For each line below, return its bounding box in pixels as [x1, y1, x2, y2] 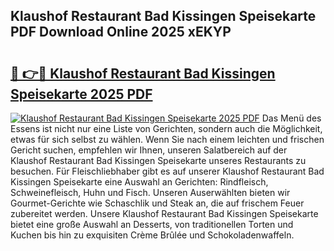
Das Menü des [261, 112, 322, 124]
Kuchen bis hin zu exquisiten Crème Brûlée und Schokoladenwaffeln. [10, 229, 295, 241]
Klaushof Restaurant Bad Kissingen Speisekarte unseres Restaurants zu [10, 155, 307, 166]
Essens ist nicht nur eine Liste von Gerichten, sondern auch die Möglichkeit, [10, 123, 323, 134]
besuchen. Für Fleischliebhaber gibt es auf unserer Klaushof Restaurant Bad [10, 165, 325, 177]
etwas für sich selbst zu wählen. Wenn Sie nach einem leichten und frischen [10, 134, 325, 145]
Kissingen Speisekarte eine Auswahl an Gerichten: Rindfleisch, [10, 176, 269, 188]
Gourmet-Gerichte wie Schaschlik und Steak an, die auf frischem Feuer [10, 197, 305, 209]
